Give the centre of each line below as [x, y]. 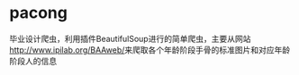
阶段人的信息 [33, 61]
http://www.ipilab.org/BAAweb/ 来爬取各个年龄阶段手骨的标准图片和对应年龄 [150, 50]
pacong [38, 13]
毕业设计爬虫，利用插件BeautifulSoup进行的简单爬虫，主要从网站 [130, 38]
